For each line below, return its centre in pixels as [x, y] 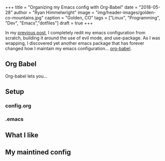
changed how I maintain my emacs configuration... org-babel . [69, 48]
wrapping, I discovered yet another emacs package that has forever [75, 43]
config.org [18, 106]
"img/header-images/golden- [126, 12]
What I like [22, 135]
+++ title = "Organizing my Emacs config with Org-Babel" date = [72, 7]
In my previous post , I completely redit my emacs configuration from [75, 33]
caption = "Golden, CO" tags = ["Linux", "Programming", [102, 18]
